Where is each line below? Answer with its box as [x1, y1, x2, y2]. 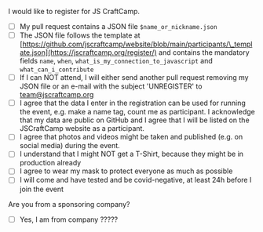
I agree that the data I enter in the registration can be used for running [19, 98, 246, 108]
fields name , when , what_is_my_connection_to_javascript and [19, 56, 214, 66]
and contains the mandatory [158, 48, 250, 57]
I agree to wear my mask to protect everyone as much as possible [19, 166, 233, 176]
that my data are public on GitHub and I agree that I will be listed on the [19, 115, 250, 125]
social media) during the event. [19, 141, 120, 150]
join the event [19, 184, 64, 194]
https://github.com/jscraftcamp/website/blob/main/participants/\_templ [22, 39, 253, 49]
